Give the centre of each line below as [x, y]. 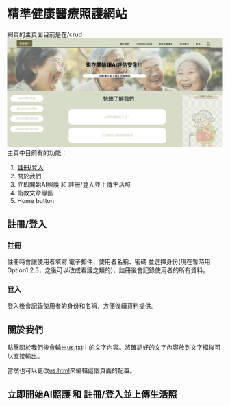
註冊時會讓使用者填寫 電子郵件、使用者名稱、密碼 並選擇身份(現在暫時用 [109, 262]
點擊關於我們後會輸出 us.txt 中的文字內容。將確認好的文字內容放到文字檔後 [111, 348]
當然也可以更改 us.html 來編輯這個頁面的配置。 [72, 370]
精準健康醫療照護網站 [67, 14]
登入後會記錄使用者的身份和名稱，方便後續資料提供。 [82, 306]
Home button [36, 201]
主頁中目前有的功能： [37, 153]
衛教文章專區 [35, 193]
